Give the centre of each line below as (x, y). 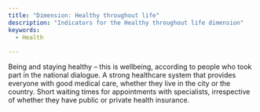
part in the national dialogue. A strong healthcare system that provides (122, 75)
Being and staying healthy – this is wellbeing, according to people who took (130, 67)
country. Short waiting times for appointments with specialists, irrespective (129, 92)
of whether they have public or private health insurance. (99, 100)
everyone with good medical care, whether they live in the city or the (119, 84)
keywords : (24, 30)
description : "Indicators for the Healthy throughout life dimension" (126, 23)
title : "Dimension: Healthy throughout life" (84, 15)
